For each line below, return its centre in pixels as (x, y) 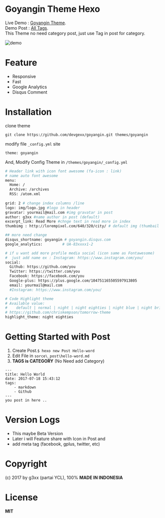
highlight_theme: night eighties (39, 317)
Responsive (24, 76)
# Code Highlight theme (29, 299)
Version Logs (33, 420)
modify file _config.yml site (33, 144)
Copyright (26, 464)
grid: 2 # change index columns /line (45, 203)
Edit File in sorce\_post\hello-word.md (51, 356)
